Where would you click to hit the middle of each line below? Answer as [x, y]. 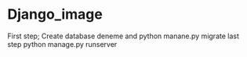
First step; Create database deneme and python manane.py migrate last [123, 36]
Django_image [55, 14]
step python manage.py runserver [62, 44]
